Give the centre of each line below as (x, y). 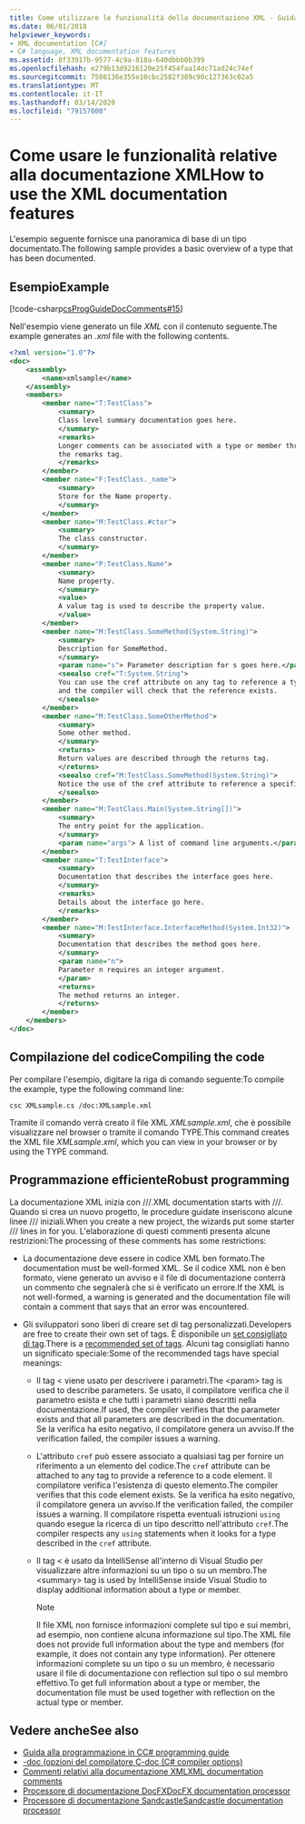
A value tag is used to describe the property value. (162, 606)
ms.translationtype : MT (54, 85)
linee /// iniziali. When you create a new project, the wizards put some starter (152, 1221)
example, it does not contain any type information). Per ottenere (156, 1654)
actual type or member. (80, 1702)
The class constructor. (103, 539)
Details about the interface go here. (131, 902)
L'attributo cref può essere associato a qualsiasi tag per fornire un (160, 1456)
